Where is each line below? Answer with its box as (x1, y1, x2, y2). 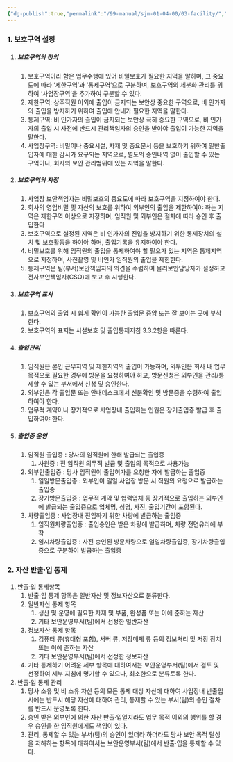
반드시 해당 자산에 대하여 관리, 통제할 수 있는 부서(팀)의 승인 (46, 695, 208, 704)
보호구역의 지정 (17, 176, 59, 184)
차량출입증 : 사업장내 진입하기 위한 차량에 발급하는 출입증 (27, 512, 182, 520)
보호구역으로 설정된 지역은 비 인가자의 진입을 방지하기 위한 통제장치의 (27, 229, 215, 238)
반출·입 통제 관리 (17, 678, 62, 686)
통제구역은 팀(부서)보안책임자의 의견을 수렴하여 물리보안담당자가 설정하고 (27, 264, 225, 273)
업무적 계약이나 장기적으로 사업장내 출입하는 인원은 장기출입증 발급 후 (27, 406, 215, 414)
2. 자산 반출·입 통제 (7, 565, 67, 575)
